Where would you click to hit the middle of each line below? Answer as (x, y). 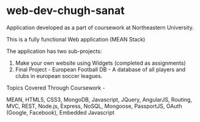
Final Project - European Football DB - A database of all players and (100, 69)
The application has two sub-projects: (54, 51)
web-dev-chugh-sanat (65, 11)
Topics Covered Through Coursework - (56, 88)
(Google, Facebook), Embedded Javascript (61, 112)
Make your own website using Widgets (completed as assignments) (101, 63)
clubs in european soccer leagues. (59, 76)
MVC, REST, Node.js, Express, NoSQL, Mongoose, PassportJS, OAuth (94, 106)
